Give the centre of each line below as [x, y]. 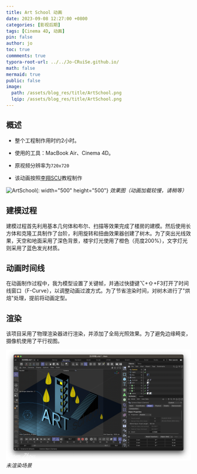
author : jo [19, 43]
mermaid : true [23, 74]
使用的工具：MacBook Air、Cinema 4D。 [64, 153]
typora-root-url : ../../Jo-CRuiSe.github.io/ [62, 62]
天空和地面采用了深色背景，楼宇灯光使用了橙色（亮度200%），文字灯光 [102, 240]
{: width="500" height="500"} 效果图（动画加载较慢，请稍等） [112, 190]
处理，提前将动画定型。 [42, 298]
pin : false [19, 37]
